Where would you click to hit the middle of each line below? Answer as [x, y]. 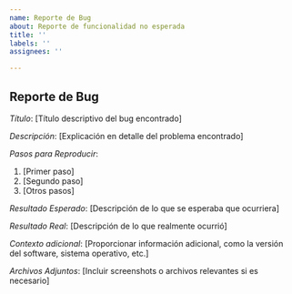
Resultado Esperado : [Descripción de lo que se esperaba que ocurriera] [145, 208]
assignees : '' [36, 52]
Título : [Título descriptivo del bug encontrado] [96, 118]
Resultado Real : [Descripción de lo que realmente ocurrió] [118, 226]
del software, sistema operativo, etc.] [79, 253]
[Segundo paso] [53, 181]
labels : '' [30, 43]
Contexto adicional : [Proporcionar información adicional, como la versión [146, 243]
